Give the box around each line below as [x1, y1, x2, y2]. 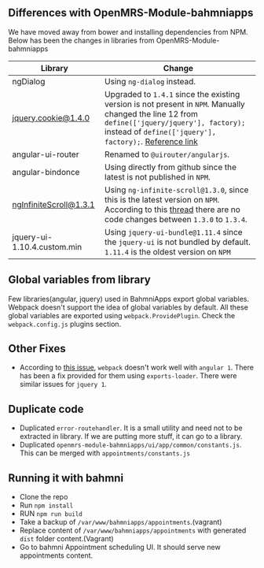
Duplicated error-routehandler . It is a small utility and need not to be [19, 423, 243, 432]
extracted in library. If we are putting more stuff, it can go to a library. [19, 432, 243, 441]
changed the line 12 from [104, 108, 199, 119]
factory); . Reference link [104, 136, 199, 147]
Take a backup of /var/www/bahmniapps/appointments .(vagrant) [19, 518, 222, 527]
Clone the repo [19, 492, 68, 502]
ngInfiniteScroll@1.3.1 [12, 199, 96, 210]
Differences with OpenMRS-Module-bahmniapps [8, 6, 254, 20]
